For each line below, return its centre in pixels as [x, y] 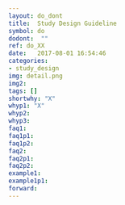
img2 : [17, 83]
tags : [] [23, 91]
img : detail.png [35, 76]
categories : [28, 61]
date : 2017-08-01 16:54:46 [57, 53]
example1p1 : [28, 181]
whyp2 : [19, 114]
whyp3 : [19, 121]
